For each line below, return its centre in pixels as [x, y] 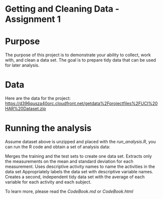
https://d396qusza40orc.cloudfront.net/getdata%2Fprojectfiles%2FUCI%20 [81, 103]
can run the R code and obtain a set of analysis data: [58, 147]
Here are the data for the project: [38, 99]
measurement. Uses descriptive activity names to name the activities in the [80, 166]
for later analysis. [22, 65]
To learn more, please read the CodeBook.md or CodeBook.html [69, 191]
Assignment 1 [33, 19]
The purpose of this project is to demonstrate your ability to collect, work [78, 55]
